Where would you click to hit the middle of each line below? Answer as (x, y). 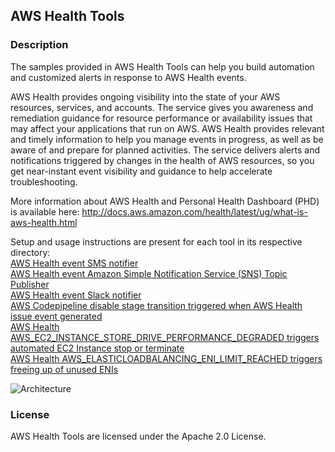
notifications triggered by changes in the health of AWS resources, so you (162, 160)
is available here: (45, 211)
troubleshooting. (44, 181)
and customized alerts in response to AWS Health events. (128, 77)
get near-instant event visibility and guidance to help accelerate (141, 171)
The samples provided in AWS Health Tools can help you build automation (162, 66)
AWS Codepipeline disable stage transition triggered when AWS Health (156, 305)
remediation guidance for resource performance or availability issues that (161, 118)
